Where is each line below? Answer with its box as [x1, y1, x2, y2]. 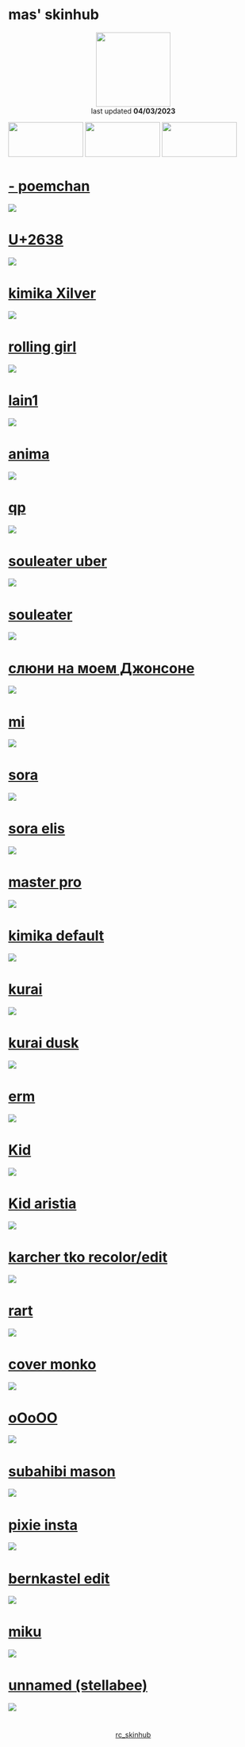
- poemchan [8, 177, 90, 195]
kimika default [8, 927, 105, 945]
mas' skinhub [8, 6, 99, 24]
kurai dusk [8, 1034, 79, 1052]
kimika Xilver [8, 284, 97, 302]
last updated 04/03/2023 [90, 106, 176, 116]
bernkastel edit [8, 1569, 110, 1587]
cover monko [8, 1355, 97, 1373]
